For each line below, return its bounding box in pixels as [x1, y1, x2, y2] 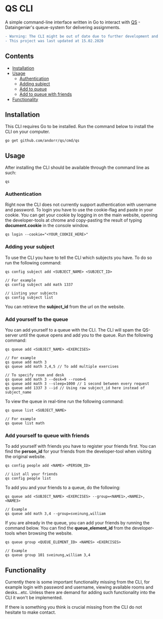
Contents [5, 52, 34, 60]
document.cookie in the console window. [5, 223, 89, 229]
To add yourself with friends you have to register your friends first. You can [5, 443, 156, 449]
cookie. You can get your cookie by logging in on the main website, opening [5, 212, 158, 218]
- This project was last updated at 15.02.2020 [5, 38, 104, 43]
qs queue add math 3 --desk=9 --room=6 [5, 377, 86, 382]
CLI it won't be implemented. [5, 594, 63, 601]
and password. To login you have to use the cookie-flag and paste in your [5, 207, 153, 213]
